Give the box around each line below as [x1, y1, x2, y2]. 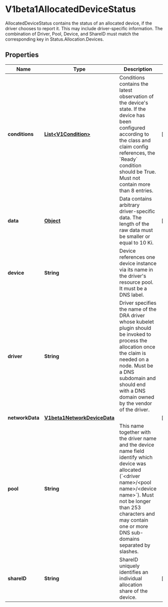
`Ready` [119, 156, 138, 163]
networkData [7, 414, 39, 421]
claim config [119, 143, 148, 150]
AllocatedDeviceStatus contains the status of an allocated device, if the [5, 20, 152, 26]
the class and [119, 137, 151, 144]
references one [119, 254, 155, 261]
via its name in [119, 266, 153, 273]
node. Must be [119, 362, 153, 369]
